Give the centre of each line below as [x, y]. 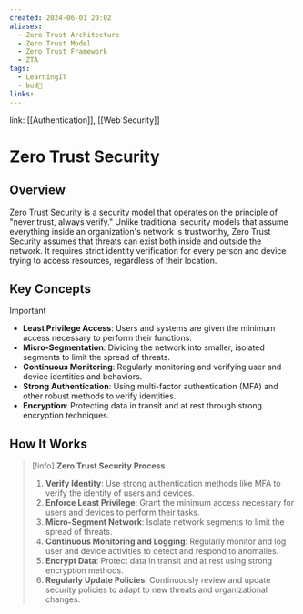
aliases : [26, 26]
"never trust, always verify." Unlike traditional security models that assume [149, 221]
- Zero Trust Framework [62, 52]
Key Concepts [50, 289]
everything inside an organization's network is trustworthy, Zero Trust [140, 231]
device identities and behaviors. [82, 377]
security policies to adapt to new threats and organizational [157, 590]
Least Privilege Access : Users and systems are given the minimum [149, 328]
